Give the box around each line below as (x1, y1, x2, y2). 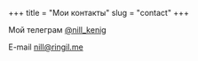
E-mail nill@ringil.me (8, 42, 83, 52)
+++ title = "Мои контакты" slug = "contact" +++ (8, 8, 190, 18)
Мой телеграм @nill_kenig (8, 25, 107, 34)
